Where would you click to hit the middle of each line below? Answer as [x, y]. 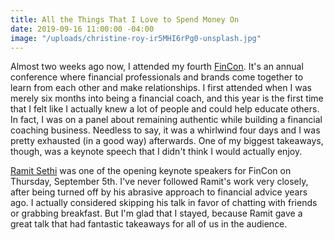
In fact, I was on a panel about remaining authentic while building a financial [166, 120]
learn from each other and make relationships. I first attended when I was [161, 88]
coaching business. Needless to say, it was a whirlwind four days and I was [165, 130]
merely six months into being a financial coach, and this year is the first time [167, 98]
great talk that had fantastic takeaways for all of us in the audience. [149, 224]
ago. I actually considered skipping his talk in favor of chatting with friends [164, 203]
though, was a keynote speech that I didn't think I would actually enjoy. [156, 152]
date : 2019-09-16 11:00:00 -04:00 [82, 29]
